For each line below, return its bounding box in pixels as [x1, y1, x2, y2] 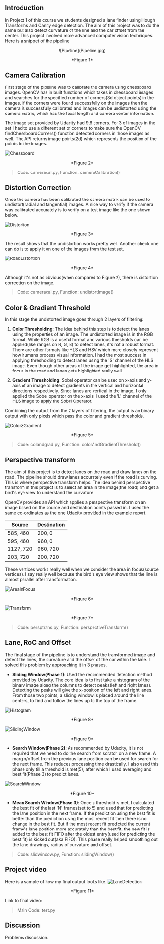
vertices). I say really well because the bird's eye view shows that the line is [5, 572, 158, 577]
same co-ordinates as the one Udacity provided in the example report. [5, 510, 147, 515]
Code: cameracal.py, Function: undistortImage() [17, 289, 114, 295]
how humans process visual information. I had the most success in [12, 352, 147, 358]
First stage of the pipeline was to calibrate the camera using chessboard [5, 84, 151, 90]
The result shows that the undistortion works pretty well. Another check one [5, 241, 159, 247]
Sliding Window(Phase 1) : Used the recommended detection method [12, 671, 152, 677]
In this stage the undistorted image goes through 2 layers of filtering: [5, 316, 144, 322]
